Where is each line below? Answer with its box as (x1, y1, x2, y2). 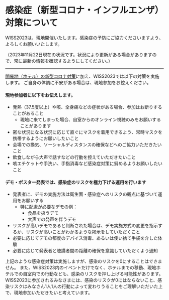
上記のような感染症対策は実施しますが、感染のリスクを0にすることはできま (5, 258, 162, 264)
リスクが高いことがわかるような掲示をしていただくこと (26, 229, 141, 235)
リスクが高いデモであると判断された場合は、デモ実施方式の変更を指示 (12, 223, 158, 229)
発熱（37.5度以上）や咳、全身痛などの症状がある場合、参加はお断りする (12, 104, 162, 110)
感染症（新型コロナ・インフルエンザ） (5, 5, 164, 16)
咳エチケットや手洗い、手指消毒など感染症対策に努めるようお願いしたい (12, 161, 162, 167)
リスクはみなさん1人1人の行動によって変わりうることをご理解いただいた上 (9, 283, 163, 289)
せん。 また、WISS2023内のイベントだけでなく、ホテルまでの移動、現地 (5, 264, 157, 271)
